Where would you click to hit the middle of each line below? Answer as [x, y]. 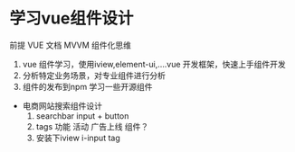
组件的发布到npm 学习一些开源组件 [87, 86]
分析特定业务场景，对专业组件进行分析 [94, 75]
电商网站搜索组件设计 [62, 105]
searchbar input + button [82, 116]
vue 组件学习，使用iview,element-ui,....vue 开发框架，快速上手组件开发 [154, 64]
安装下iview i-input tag [78, 138]
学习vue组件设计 [71, 18]
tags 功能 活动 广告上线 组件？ [92, 126]
